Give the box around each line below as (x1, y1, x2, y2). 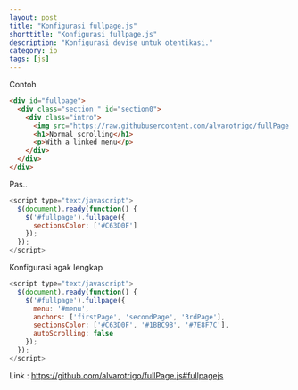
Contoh (9, 79, 37, 89)
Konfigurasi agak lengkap (9, 262, 103, 272)
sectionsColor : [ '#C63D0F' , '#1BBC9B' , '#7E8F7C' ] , (32, 320, 229, 330)
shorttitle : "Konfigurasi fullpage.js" (9, 29, 158, 38)
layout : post (9, 12, 58, 22)
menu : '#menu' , (32, 304, 90, 313)
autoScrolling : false (32, 329, 114, 338)
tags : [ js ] (9, 54, 50, 63)
